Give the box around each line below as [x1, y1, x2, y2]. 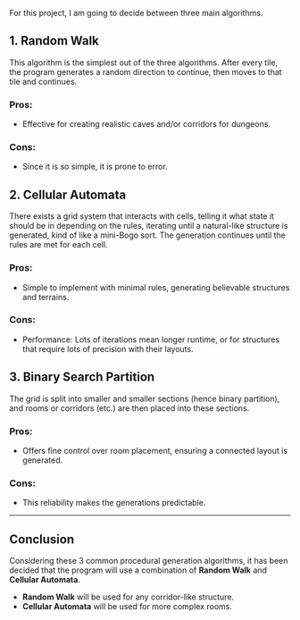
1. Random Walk [9, 33, 100, 48]
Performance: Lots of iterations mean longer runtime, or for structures [21, 334, 279, 345]
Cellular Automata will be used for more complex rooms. [21, 601, 232, 612]
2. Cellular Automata [9, 187, 127, 202]
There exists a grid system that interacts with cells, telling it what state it [9, 211, 275, 222]
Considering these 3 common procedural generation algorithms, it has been [9, 556, 288, 566]
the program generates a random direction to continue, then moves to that [9, 66, 283, 77]
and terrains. [21, 291, 70, 302]
